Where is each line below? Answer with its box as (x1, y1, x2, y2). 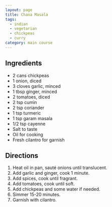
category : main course (5, 40, 53, 45)
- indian (10, 21, 28, 27)
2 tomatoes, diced (12, 94, 50, 100)
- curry (10, 36, 26, 41)
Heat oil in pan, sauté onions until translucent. (12, 165, 107, 171)
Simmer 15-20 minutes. (12, 191, 61, 197)
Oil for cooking (12, 131, 44, 137)
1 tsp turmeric (12, 110, 41, 116)
